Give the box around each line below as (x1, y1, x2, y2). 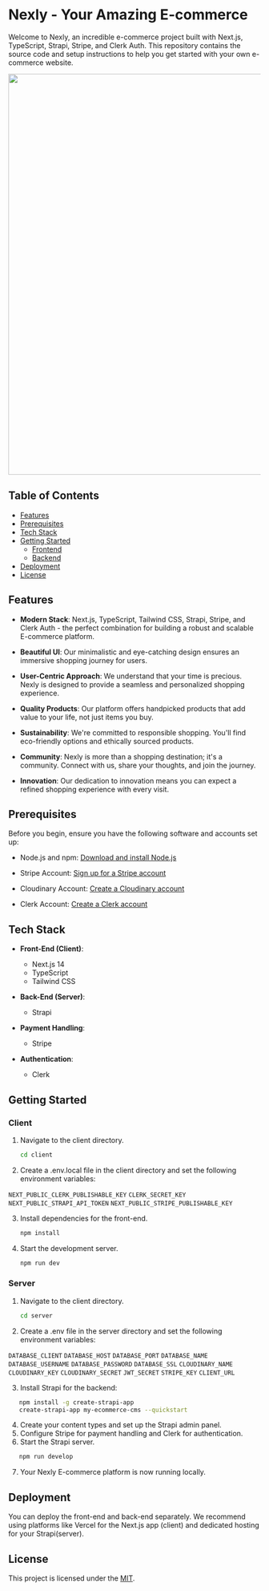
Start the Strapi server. (19, 1437, 95, 1447)
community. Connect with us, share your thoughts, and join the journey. (19, 760, 256, 770)
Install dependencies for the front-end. (19, 1213, 148, 1223)
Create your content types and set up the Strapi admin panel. (19, 1420, 222, 1430)
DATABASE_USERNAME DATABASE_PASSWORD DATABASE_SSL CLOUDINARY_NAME (8, 1360, 234, 1368)
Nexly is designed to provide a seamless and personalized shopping (19, 679, 246, 689)
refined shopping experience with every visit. (19, 784, 170, 794)
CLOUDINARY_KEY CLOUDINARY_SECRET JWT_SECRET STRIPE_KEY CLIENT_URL (8, 1369, 235, 1377)
